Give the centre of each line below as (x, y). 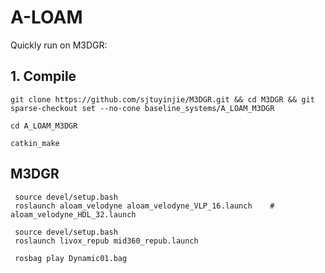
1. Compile (43, 76)
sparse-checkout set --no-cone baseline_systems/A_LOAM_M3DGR (142, 108)
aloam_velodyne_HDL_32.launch (73, 214)
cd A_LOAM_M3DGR (44, 126)
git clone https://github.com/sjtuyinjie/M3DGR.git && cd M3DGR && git (162, 99)
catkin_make (35, 143)
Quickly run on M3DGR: (59, 45)
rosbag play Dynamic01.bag (71, 258)
